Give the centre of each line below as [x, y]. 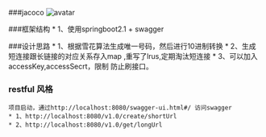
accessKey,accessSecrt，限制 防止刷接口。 [81, 66]
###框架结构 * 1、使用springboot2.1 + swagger [86, 29]
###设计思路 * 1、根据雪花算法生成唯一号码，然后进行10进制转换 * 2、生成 [132, 46]
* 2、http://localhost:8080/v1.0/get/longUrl [85, 125]
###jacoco [26, 12]
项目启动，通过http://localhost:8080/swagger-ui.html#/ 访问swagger [120, 108]
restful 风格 [31, 89]
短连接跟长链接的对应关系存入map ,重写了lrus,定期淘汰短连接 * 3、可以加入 [133, 56]
